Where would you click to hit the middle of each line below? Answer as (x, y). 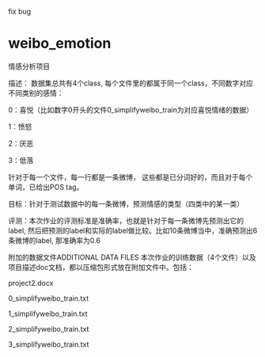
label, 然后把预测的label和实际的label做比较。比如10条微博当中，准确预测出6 (133, 230)
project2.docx (31, 283)
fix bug (20, 11)
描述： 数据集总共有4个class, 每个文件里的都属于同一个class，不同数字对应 (131, 83)
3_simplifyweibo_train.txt (49, 344)
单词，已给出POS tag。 (46, 187)
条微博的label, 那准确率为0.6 (55, 240)
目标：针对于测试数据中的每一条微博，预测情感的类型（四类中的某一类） (126, 203)
